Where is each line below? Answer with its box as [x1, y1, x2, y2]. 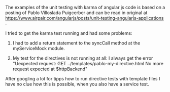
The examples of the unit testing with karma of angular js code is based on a [5, 5, 165, 10]
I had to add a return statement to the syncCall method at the [12, 40, 141, 46]
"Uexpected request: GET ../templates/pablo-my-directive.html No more [12, 61, 164, 66]
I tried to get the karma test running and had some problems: [5, 30, 132, 36]
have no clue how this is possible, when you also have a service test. [5, 81, 150, 87]
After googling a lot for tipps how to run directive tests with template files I [5, 76, 160, 81]
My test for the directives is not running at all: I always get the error [12, 55, 153, 61]
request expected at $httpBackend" [12, 66, 88, 72]
